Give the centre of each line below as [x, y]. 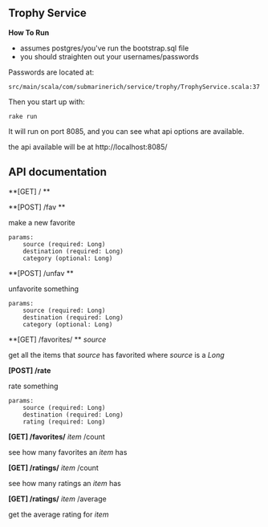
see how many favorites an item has [68, 452]
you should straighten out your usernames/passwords [109, 56]
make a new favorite [42, 222]
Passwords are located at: [51, 72]
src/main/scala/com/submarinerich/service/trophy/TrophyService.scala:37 [134, 87]
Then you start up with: [47, 101]
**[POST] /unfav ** [41, 273]
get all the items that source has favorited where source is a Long [116, 355]
